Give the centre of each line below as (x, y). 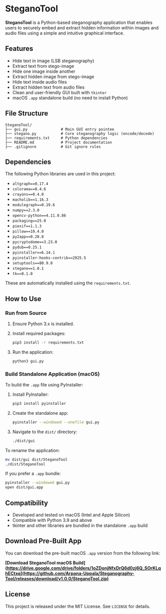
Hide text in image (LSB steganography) (53, 61)
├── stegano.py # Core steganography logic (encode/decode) (80, 133)
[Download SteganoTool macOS (39, 563)
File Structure (27, 113)
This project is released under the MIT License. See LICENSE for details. (78, 606)
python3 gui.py (28, 361)
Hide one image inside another (44, 71)
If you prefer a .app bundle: (33, 474)
